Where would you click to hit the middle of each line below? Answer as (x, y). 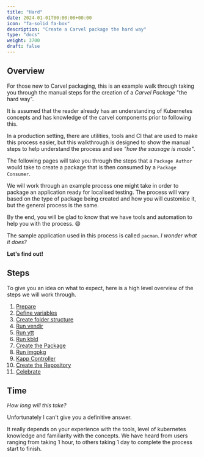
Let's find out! (25, 254)
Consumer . (19, 174)
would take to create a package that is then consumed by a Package (92, 167)
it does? (17, 242)
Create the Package (41, 345)
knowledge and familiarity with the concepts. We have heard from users (97, 436)
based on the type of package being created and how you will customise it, (102, 198)
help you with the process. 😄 (44, 223)
